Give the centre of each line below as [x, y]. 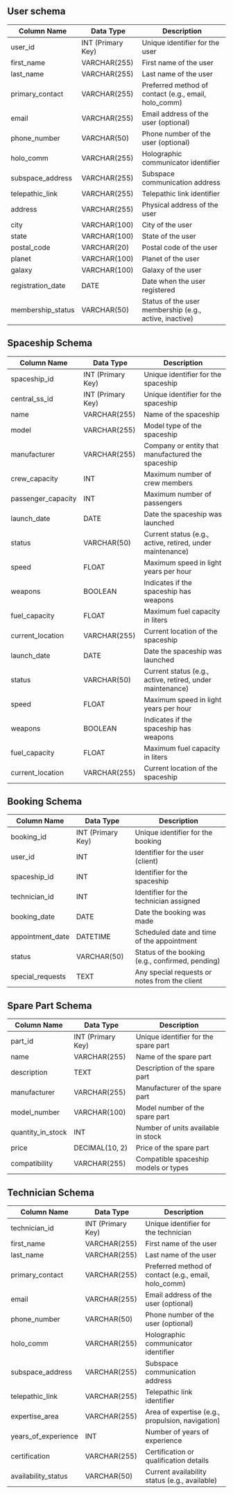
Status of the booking [170, 952]
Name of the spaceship [182, 414]
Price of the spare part [172, 1148]
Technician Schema [51, 1192]
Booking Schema [44, 802]
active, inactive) [168, 319]
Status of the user [171, 301]
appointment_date [40, 937]
